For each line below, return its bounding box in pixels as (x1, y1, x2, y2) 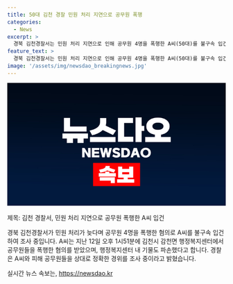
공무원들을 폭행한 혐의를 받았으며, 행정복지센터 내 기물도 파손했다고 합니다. (7, 246, 209, 254)
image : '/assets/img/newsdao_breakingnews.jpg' (7, 62, 148, 69)
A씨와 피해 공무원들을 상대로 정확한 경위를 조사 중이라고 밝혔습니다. (14, 254, 196, 263)
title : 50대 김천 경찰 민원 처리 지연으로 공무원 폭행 (7, 11, 143, 18)
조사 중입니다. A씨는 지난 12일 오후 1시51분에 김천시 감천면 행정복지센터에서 (19, 237, 224, 246)
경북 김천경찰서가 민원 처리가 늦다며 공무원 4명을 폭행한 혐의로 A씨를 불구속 (7, 228, 212, 237)
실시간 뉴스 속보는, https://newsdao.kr (7, 269, 113, 278)
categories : (7, 18, 42, 26)
